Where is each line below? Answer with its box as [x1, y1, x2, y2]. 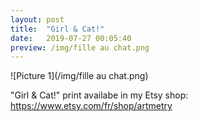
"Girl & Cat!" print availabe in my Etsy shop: [10, 89, 189, 101]
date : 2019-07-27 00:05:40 [10, 33, 132, 43]
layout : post [10, 14, 65, 25]
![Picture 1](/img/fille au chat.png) [10, 70, 149, 82]
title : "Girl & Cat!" [10, 24, 105, 34]
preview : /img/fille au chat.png [10, 42, 150, 53]
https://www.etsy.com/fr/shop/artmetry [10, 100, 173, 112]
